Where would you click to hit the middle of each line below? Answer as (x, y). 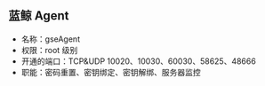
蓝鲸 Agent (39, 16)
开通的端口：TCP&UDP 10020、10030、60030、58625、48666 (139, 61)
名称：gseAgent (51, 39)
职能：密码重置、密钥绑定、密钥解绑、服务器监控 (111, 72)
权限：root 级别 (49, 50)
